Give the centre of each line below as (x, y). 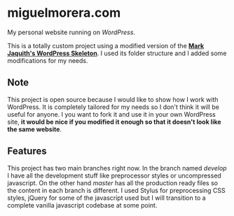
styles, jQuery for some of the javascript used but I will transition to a (106, 198)
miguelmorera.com (64, 13)
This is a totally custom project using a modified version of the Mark (106, 45)
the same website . (34, 129)
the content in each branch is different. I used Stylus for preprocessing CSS (116, 190)
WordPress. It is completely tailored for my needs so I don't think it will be (113, 107)
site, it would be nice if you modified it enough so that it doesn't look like (115, 122)
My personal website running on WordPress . (71, 32)
